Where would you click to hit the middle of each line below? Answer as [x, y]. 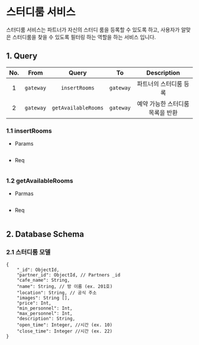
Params [24, 144]
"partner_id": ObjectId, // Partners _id [68, 275]
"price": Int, [34, 303]
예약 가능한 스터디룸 [163, 104]
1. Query [22, 56]
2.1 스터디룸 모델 [28, 252]
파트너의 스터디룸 [160, 83]
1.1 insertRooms [29, 131]
